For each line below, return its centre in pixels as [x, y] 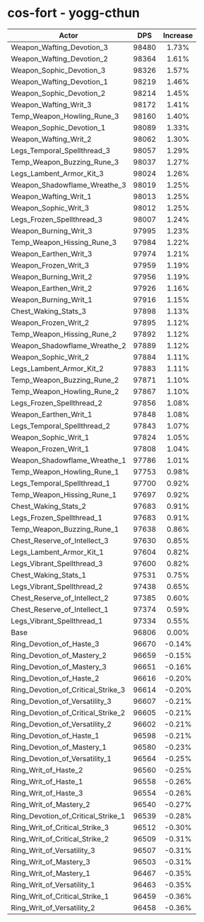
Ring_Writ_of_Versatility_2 [53, 907]
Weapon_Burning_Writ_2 [52, 277]
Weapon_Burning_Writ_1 [52, 299]
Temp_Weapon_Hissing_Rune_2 [64, 334]
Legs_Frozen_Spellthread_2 [57, 402]
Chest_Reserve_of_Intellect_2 [60, 598]
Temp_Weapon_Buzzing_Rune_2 [65, 380]
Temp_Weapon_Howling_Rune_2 [65, 391]
